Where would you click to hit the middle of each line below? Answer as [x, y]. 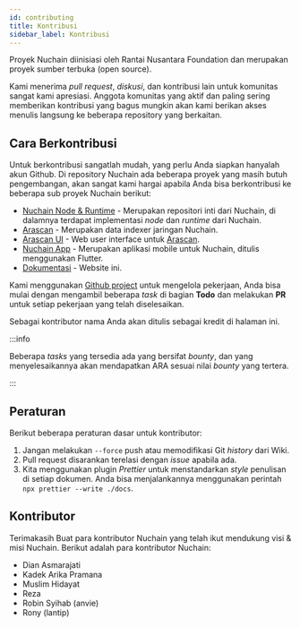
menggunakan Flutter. [63, 258]
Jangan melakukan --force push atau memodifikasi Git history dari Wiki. [156, 450]
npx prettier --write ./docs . [78, 488]
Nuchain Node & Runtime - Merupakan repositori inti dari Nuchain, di [149, 210]
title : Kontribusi [43, 26]
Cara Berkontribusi [63, 143]
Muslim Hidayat [51, 584]
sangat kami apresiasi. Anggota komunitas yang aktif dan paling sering [140, 96]
